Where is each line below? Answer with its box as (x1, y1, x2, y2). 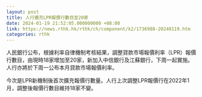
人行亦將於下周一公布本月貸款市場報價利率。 (6, 64, 118, 72)
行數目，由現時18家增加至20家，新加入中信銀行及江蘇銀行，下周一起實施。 (6, 56, 194, 64)
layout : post (6, 8, 39, 15)
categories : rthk (6, 32, 50, 38)
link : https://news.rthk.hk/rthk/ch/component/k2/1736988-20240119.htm (6, 25, 191, 32)
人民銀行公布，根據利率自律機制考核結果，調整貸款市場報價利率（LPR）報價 (6, 49, 197, 56)
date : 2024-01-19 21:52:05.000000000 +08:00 (6, 20, 120, 26)
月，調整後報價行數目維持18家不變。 (6, 84, 97, 92)
